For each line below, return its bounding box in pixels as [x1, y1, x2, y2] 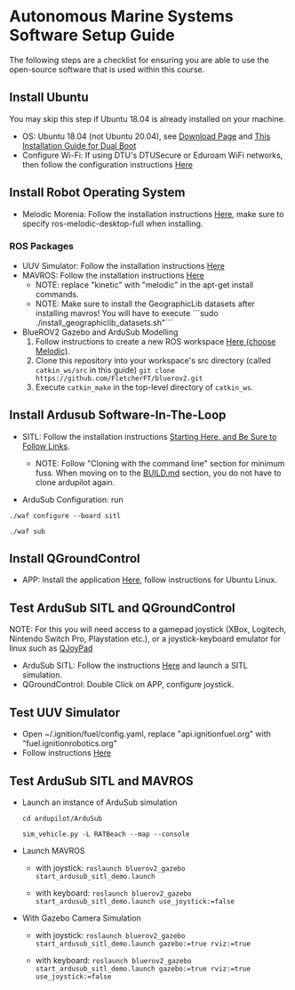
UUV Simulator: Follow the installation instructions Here [21, 260, 225, 271]
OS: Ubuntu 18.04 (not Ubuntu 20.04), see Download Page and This [21, 131, 271, 142]
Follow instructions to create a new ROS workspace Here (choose [35, 336, 276, 346]
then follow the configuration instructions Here [21, 158, 194, 170]
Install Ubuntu [9, 90, 89, 105]
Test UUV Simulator [9, 705, 121, 720]
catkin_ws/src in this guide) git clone [35, 364, 176, 375]
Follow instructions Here [21, 748, 112, 759]
